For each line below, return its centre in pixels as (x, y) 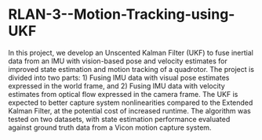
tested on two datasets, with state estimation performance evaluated (119, 119)
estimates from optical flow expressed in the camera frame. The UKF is (123, 94)
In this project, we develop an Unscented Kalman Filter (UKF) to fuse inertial (131, 52)
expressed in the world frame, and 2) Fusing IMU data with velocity (116, 86)
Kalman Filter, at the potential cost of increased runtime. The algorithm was (129, 110)
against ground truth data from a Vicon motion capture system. (110, 127)
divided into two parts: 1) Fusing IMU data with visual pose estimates (119, 77)
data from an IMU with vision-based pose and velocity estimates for (118, 61)
